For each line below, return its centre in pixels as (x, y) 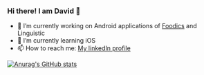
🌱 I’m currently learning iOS (56, 41)
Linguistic (31, 33)
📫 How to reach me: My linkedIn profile (74, 48)
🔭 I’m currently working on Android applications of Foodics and (107, 26)
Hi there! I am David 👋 (44, 11)
